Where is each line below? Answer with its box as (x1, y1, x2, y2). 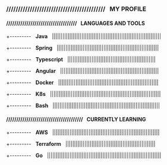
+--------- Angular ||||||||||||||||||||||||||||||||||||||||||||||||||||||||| (6, 67, 159, 74)
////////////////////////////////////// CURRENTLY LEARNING (6, 116, 147, 123)
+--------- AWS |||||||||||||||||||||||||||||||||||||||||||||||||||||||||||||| (6, 129, 160, 136)
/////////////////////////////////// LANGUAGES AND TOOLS (6, 20, 146, 27)
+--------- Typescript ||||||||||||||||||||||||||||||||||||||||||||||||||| (6, 56, 156, 63)
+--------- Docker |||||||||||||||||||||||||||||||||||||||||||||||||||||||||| (6, 79, 159, 86)
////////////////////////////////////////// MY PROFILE (6, 5, 147, 13)
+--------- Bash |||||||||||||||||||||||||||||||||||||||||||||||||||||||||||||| (6, 102, 160, 109)
